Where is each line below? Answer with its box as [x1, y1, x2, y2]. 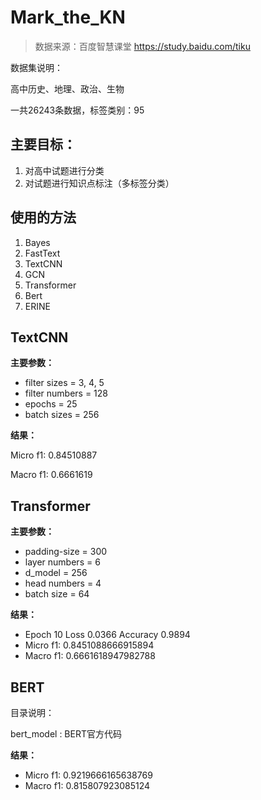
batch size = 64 [24, 588, 90, 600]
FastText [24, 247, 61, 259]
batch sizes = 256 [24, 409, 100, 421]
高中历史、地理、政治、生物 [10, 82, 125, 95]
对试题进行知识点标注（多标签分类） [24, 177, 175, 189]
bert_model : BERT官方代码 [10, 728, 122, 740]
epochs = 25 [24, 398, 78, 410]
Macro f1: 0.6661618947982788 [24, 650, 156, 662]
